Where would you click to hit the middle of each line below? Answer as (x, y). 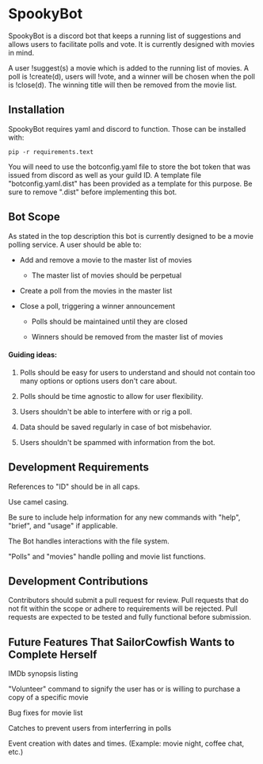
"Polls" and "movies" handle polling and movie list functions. (107, 556)
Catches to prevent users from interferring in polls (90, 728)
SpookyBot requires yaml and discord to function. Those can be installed (127, 129)
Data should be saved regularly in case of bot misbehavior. (116, 427)
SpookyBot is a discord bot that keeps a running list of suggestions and (125, 36)
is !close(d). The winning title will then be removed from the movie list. (123, 85)
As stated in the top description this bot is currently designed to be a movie (131, 236)
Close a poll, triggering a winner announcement (97, 305)
